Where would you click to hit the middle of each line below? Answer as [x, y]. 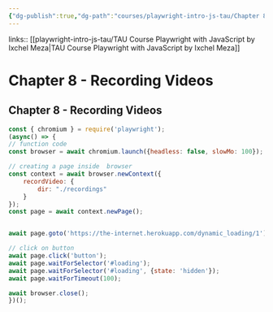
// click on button [41, 249]
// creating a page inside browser [70, 167]
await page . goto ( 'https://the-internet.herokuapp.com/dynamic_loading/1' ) [138, 234]
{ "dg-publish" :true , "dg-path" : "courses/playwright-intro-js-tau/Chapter [134, 16]
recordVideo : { [49, 181]
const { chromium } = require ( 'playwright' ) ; [87, 129]
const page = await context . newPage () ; [76, 212]
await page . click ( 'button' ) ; [58, 256]
